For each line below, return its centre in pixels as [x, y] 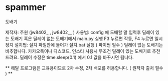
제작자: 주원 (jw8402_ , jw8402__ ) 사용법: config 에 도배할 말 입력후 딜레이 [80, 32]
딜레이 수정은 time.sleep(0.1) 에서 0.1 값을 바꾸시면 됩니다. [77, 57]
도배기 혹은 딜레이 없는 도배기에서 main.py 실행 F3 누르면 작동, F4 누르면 [82, 38]
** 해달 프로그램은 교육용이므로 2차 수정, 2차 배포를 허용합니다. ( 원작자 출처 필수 [84, 68]
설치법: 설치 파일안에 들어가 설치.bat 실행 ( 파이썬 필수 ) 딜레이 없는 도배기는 [89, 44]
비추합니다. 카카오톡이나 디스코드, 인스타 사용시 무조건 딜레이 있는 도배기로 [78, 51]
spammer [26, 7]
